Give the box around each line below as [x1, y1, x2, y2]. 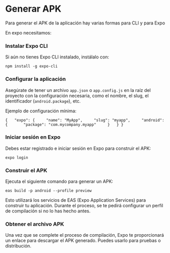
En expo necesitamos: [5, 29, 52, 36]
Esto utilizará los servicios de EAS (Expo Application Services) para [5, 197, 146, 203]
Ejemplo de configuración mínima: [5, 108, 77, 114]
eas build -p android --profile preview [5, 188, 92, 194]
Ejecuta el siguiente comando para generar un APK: [5, 178, 113, 184]
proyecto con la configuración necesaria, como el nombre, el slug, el [5, 92, 149, 99]
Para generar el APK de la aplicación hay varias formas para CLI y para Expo [5, 20, 165, 26]
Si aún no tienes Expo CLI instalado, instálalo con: [5, 54, 109, 60]
